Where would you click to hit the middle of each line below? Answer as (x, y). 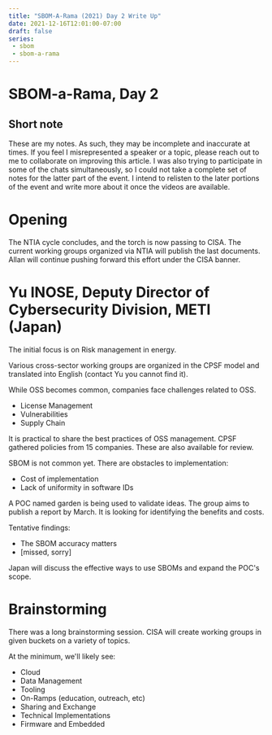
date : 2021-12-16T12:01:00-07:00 (65, 24)
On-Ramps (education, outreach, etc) (82, 698)
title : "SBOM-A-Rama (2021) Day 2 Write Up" (85, 16)
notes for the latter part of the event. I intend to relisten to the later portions (134, 178)
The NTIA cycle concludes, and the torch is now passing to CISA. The (125, 242)
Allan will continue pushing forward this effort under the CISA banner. (125, 259)
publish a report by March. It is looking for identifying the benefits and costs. (136, 512)
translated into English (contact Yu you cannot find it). (98, 374)
